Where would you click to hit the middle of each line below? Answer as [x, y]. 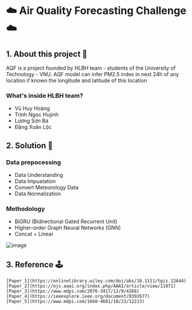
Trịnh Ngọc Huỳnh [36, 115]
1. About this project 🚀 [47, 54]
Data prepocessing [34, 162]
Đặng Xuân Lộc [33, 127]
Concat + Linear [34, 234]
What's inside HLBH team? [45, 96]
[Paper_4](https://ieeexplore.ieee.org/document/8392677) [78, 297]
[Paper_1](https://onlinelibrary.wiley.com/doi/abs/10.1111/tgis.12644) [96, 281]
